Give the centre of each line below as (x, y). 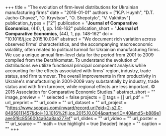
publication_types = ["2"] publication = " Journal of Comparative (71, 23)
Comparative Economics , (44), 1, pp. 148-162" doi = (59, 34)
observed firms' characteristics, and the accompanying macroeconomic (79, 44)
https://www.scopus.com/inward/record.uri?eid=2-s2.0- (65, 108)
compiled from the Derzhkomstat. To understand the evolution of (72, 60)
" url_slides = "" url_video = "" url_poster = (114, 118)
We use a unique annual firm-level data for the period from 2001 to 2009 (80, 55)
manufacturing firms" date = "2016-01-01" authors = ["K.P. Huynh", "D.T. (80, 12)
